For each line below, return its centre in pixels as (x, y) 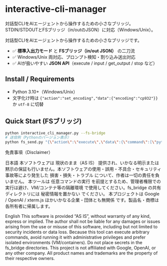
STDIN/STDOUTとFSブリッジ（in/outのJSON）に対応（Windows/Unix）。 (80, 30)
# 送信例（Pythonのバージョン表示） (38, 137)
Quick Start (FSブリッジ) (43, 121)
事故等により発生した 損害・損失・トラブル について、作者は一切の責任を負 (83, 175)
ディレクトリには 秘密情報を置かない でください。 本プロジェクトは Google (83, 194)
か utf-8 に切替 (28, 104)
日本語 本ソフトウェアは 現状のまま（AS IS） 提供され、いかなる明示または (82, 163)
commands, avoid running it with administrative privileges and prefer (75, 237)
